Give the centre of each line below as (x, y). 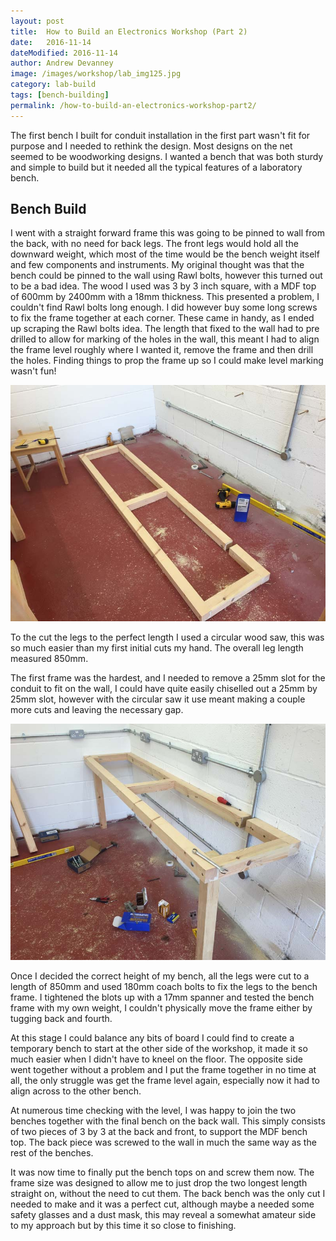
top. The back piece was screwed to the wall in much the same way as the (163, 1142)
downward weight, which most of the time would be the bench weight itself (165, 254)
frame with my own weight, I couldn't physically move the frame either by (161, 1008)
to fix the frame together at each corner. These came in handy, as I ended (162, 318)
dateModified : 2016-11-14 (64, 53)
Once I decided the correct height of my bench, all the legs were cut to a (160, 976)
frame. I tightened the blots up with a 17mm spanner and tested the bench (162, 997)
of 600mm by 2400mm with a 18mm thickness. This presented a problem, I (165, 297)
